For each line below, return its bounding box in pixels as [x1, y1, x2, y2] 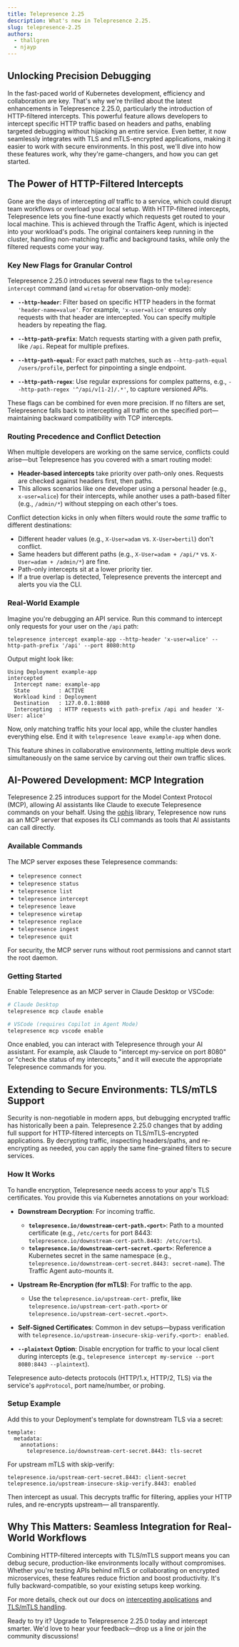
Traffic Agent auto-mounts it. [28, 1266, 114, 1274]
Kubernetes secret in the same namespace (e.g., [28, 1251, 172, 1260]
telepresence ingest [17, 926, 79, 933]
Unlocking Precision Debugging [7, 70, 151, 82]
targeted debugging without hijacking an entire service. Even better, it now [7, 126, 227, 136]
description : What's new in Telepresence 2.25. [7, 17, 152, 24]
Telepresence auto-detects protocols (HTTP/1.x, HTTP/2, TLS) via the [7, 1373, 213, 1382]
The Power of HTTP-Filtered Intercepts [7, 178, 184, 190]
